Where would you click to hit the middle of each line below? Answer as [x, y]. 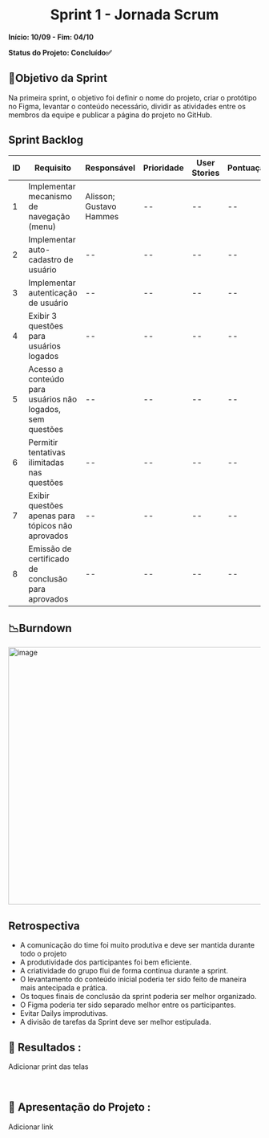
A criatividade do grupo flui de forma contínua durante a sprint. [124, 971]
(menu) [42, 226]
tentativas [47, 452]
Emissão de [50, 549]
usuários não [53, 399]
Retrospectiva [44, 926]
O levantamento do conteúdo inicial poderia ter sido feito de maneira [133, 979]
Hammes [102, 216]
